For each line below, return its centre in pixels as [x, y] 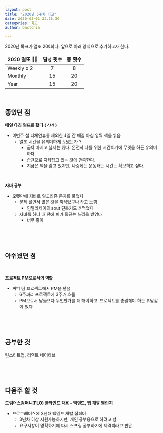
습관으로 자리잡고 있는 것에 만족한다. [61, 160]
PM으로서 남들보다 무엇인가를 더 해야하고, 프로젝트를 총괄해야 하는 [82, 300]
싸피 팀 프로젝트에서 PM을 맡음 [41, 288]
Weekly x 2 [20, 68]
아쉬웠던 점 [21, 256]
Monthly [17, 76]
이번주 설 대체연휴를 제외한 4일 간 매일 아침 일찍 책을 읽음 [66, 135]
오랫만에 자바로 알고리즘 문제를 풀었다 [48, 196]
